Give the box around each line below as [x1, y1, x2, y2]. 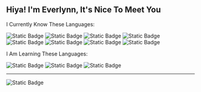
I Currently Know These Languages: [6, 20, 95, 27]
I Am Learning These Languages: [6, 50, 88, 57]
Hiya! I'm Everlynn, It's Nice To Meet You [6, 5, 162, 15]
